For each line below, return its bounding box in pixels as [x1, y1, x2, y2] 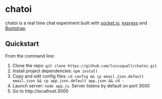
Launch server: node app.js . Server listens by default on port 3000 [12, 83, 150, 89]
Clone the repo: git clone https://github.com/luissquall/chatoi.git [12, 62, 158, 68]
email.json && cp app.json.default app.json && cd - [12, 78, 125, 83]
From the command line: [5, 53, 55, 59]
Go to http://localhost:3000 [12, 88, 69, 94]
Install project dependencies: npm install [12, 68, 98, 74]
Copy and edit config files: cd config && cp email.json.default [12, 73, 144, 79]
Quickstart [5, 40, 39, 48]
